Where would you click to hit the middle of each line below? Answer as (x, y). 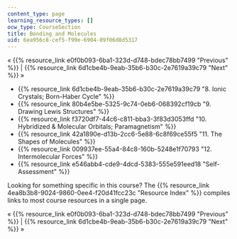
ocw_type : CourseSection (44, 27)
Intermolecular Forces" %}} (57, 157)
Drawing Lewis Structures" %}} (64, 112)
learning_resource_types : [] (50, 21)
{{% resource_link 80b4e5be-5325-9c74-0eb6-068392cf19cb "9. (114, 104)
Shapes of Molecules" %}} (56, 141)
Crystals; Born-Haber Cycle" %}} (66, 97)
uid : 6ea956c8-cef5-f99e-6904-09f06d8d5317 (73, 40)
